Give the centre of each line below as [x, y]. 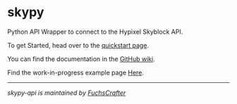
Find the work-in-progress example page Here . [76, 72]
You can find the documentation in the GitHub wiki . [81, 59]
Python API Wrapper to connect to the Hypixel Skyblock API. [95, 32]
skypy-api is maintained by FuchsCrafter [67, 93]
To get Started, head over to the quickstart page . [78, 45]
